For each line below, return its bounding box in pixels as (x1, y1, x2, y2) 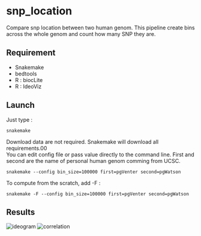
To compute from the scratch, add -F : (6, 179, 101, 186)
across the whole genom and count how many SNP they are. (6, 30, 156, 37)
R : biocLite (14, 76, 43, 83)
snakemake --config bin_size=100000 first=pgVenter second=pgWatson (6, 169, 181, 175)
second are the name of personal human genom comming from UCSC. (6, 157, 181, 164)
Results (6, 207, 35, 217)
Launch (6, 100, 35, 110)
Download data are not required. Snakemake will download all (6, 138, 159, 145)
